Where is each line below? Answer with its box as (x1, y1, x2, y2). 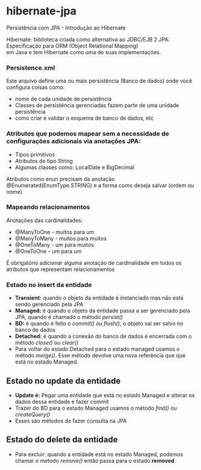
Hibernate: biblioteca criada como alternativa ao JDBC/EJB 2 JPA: (6, 36, 170, 43)
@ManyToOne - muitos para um (14, 228, 94, 235)
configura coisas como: (6, 84, 65, 91)
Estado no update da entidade (6, 376, 121, 386)
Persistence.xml (6, 63, 55, 72)
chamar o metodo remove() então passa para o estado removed (14, 457, 175, 464)
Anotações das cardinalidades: (6, 217, 83, 224)
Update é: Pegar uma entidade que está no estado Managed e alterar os (14, 391, 195, 398)
